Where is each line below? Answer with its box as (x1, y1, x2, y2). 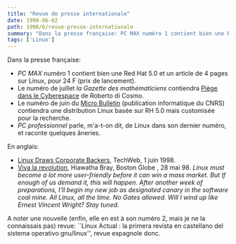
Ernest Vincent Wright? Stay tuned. (17, 201, 119, 209)
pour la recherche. (17, 114, 72, 123)
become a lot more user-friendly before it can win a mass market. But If (17, 171, 226, 179)
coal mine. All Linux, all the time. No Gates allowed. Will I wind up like (17, 194, 218, 202)
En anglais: (7, 142, 39, 151)
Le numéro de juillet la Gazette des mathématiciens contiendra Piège (17, 84, 218, 93)
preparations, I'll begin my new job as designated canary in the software (17, 186, 228, 194)
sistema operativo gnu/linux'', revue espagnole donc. (7, 229, 161, 238)
